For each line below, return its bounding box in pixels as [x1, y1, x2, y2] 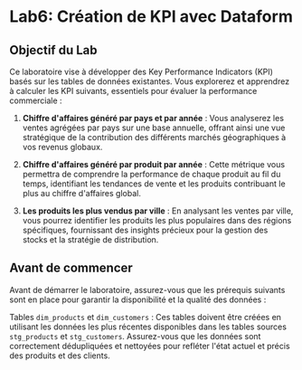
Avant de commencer [9, 261, 133, 276]
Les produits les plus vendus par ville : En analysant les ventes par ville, [22, 205, 294, 216]
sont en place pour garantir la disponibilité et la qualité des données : [9, 294, 267, 305]
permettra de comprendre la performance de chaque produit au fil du [22, 169, 281, 179]
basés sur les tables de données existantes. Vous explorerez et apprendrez [9, 76, 290, 87]
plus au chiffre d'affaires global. [22, 188, 142, 198]
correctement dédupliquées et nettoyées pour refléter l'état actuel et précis [9, 340, 291, 351]
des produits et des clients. [9, 350, 110, 361]
